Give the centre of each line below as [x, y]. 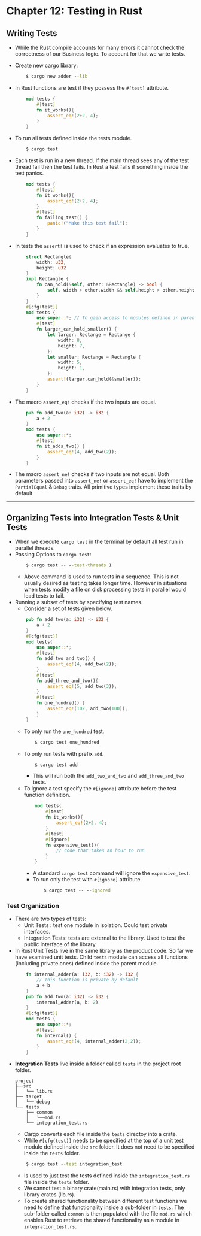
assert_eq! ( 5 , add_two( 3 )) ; [82, 686]
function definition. [47, 795]
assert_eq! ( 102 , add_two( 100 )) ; [87, 709]
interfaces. [37, 932]
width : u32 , [51, 262]
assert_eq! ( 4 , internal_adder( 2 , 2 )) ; [94, 1041]
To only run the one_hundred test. [64, 731]
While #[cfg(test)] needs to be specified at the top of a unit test [104, 1140]
